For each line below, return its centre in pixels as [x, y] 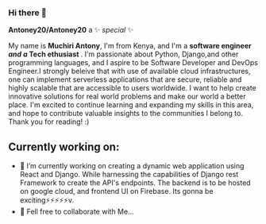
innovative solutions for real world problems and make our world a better [127, 97]
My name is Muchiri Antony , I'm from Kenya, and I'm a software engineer [130, 46]
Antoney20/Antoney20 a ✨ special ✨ [71, 30]
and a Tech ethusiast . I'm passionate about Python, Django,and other [123, 54]
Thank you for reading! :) [49, 122]
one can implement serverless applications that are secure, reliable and [125, 79]
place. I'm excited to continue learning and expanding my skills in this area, [131, 105]
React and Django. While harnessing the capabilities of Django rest [129, 175]
